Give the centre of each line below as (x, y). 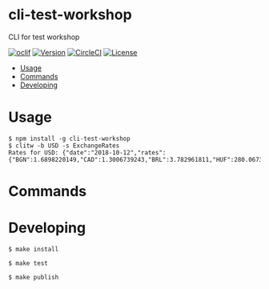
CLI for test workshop (44, 37)
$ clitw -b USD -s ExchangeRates (64, 146)
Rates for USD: (34, 153)
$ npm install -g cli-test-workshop (69, 138)
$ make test (28, 263)
